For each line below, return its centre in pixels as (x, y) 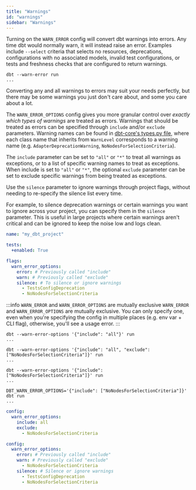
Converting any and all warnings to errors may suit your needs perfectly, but (98, 91)
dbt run (16, 396)
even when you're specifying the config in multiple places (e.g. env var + (94, 317)
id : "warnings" (25, 17)
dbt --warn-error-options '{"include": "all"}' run (70, 334)
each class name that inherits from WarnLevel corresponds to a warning (92, 140)
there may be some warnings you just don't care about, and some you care (97, 97)
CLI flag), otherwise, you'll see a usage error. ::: (63, 324)
